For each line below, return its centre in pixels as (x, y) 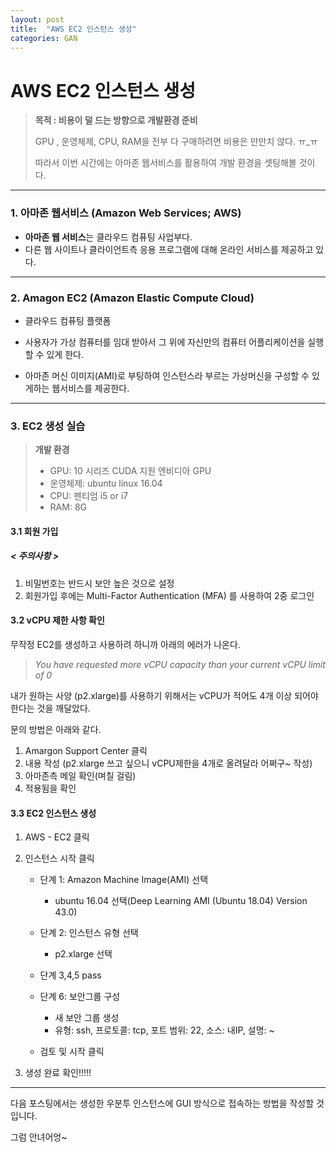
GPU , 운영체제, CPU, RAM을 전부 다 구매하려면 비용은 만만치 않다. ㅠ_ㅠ (176, 142)
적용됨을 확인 (50, 788)
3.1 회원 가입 (34, 531)
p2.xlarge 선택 (83, 954)
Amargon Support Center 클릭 (86, 750)
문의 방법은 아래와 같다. (56, 729)
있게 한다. (65, 354)
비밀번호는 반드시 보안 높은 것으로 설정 (99, 583)
